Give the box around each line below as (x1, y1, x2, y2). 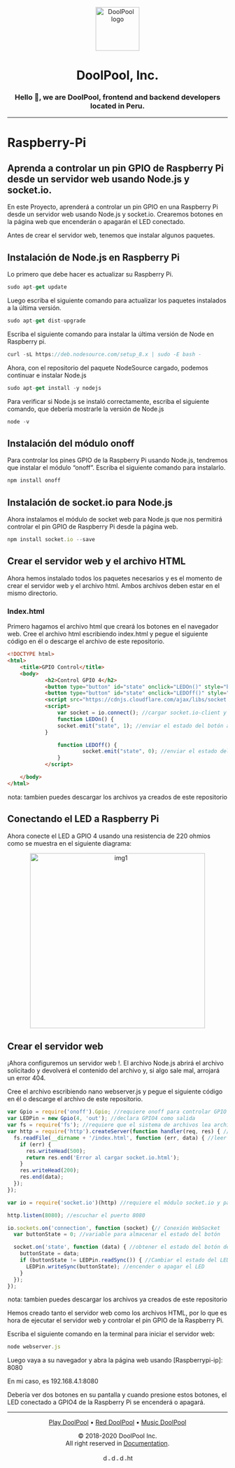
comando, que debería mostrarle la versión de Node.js (7, 405, 164, 413)
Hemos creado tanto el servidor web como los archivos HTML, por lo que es (7, 1309, 227, 1317)
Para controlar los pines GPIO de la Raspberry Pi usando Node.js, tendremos (7, 456, 228, 465)
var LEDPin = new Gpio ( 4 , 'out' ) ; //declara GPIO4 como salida (7, 1115, 196, 1122)
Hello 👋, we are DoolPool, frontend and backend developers (14, 92, 221, 102)
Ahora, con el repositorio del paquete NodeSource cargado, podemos (7, 363, 208, 372)
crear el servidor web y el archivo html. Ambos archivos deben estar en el (7, 581, 220, 589)
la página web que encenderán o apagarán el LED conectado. (7, 218, 185, 226)
